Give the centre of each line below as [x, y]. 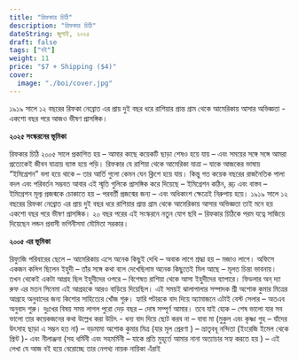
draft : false [33, 42]
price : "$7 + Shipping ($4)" [63, 67]
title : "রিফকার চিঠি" [41, 17]
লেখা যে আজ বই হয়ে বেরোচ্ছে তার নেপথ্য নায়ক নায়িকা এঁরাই [85, 348]
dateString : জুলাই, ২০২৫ [50, 34]
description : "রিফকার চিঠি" [53, 26]
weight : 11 [29, 58]
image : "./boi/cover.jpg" [65, 83]
